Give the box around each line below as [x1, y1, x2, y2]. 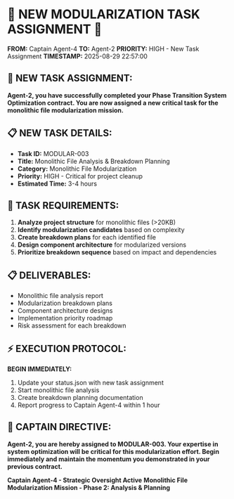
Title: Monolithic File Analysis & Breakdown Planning [17, 157, 170, 165]
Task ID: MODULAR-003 [17, 149, 89, 157]
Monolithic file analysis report [17, 292, 104, 300]
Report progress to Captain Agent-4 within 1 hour [17, 401, 160, 409]
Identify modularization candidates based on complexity [17, 226, 185, 234]
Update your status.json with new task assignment [17, 379, 164, 387]
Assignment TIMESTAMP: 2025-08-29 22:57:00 [7, 52, 148, 60]
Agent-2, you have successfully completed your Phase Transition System [7, 91, 227, 99]
